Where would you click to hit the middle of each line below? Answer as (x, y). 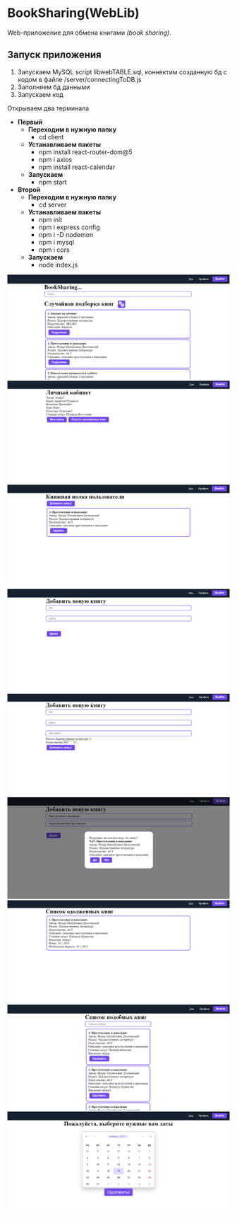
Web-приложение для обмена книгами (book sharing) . (89, 33)
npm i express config (69, 227)
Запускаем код (40, 94)
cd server (53, 204)
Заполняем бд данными (54, 87)
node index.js (58, 265)
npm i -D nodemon (66, 234)
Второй (29, 190)
